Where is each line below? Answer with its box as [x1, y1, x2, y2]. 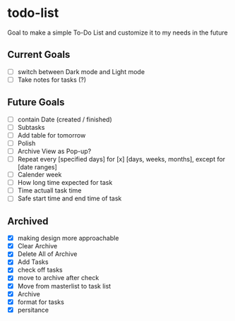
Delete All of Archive [17, 250, 78, 258]
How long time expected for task [17, 178, 113, 187]
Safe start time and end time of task [17, 194, 122, 202]
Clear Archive [17, 242, 58, 250]
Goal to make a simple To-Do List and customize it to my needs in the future [7, 28, 228, 37]
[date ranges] [17, 163, 58, 171]
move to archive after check [17, 274, 100, 282]
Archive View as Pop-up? [17, 147, 92, 155]
